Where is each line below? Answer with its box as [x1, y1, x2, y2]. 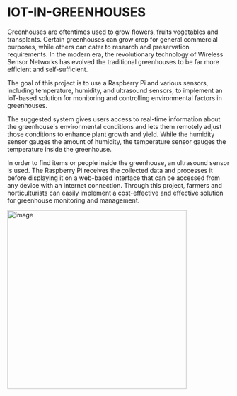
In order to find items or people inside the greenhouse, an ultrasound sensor [7, 158, 230, 167]
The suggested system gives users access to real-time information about [7, 114, 221, 124]
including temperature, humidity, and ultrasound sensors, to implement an [7, 86, 223, 95]
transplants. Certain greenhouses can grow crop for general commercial [7, 35, 218, 43]
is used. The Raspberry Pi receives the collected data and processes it [7, 166, 214, 174]
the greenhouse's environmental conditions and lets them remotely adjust [7, 122, 222, 131]
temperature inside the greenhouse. [7, 145, 112, 153]
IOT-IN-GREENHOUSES [7, 4, 146, 20]
